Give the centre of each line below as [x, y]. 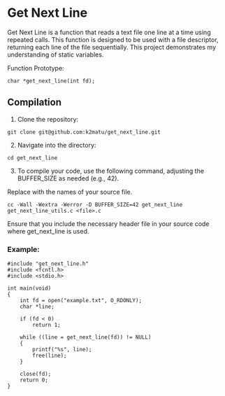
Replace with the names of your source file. [70, 192]
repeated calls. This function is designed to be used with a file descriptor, [113, 39]
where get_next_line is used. [48, 231]
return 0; [34, 380]
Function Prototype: [36, 68]
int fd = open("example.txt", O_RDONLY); [81, 301]
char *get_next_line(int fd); [51, 81]
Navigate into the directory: [57, 145]
